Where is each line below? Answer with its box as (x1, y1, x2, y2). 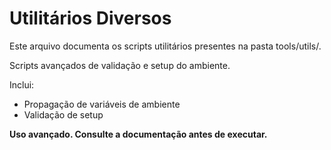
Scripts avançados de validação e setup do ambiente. (9, 59, 231, 71)
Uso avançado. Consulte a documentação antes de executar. (9, 128, 268, 140)
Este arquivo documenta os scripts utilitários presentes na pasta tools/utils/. (9, 40, 322, 52)
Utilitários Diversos (9, 7, 172, 30)
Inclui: (9, 78, 35, 91)
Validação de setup (23, 108, 104, 121)
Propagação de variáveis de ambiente (23, 98, 181, 110)
